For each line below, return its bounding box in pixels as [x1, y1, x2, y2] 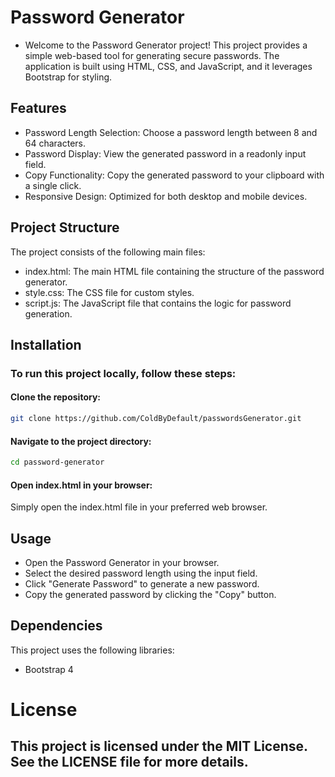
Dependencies [10, 617, 103, 635]
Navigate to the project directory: [10, 435, 152, 447]
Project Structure [10, 219, 120, 236]
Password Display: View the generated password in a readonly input [24, 147, 307, 160]
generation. [24, 307, 73, 320]
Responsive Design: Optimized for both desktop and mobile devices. [24, 190, 308, 202]
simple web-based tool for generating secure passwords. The [24, 49, 280, 61]
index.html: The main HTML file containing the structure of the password [24, 265, 325, 277]
